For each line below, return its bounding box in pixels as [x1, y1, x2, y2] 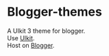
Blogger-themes [7, 4, 103, 20]
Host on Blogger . [7, 41, 55, 49]
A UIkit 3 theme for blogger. [7, 27, 86, 35]
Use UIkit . [7, 33, 35, 42]
